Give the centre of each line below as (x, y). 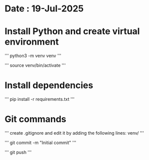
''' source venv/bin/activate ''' (35, 66)
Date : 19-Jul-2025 (44, 9)
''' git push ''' (18, 152)
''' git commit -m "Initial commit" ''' (41, 143)
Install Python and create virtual (72, 32)
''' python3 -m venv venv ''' (33, 56)
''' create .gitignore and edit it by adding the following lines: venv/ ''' (74, 133)
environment (32, 42)
